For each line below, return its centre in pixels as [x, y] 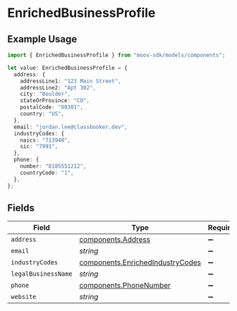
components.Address [115, 240]
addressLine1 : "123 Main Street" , [71, 81]
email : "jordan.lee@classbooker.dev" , [71, 127]
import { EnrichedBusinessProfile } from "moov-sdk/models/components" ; [116, 55]
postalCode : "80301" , [51, 107]
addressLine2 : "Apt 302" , [58, 87]
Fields [21, 208]
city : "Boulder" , [45, 94]
